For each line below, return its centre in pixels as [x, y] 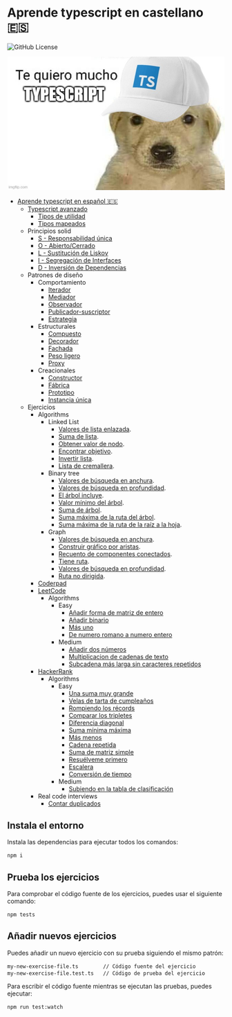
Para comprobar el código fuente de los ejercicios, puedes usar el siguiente [115, 893]
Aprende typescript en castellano [105, 13]
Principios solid [49, 231]
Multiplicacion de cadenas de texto [119, 657]
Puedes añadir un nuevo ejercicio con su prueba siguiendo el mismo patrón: [115, 953]
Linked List [64, 422]
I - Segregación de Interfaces [80, 260]
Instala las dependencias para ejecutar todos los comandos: [93, 842]
